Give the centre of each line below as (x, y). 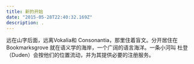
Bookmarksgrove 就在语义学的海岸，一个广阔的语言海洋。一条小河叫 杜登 (97, 47)
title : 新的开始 (25, 12)
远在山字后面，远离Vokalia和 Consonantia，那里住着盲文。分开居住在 (92, 40)
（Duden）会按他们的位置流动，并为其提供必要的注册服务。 (80, 55)
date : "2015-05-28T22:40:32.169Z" (50, 17)
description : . (25, 23)
